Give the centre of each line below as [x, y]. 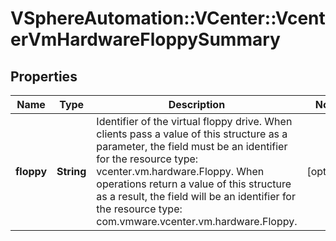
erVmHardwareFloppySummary [145, 39]
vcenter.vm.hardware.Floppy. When [180, 171]
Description [197, 104]
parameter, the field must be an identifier [192, 146]
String [71, 171]
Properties [44, 76]
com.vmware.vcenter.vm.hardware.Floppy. [197, 221]
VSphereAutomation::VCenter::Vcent [168, 18]
